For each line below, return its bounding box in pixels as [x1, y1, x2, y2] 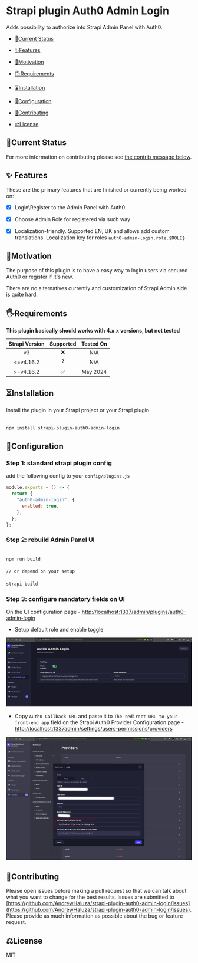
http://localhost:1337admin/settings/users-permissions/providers [14, 725, 173, 732]
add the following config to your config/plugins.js [6, 472, 130, 479]
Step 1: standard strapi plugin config [6, 459, 112, 467]
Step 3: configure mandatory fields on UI [6, 594, 125, 603]
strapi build [6, 581, 38, 587]
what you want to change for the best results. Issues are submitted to [6, 893, 175, 900]
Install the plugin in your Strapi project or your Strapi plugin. [6, 406, 151, 413]
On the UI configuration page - [6, 609, 81, 616]
